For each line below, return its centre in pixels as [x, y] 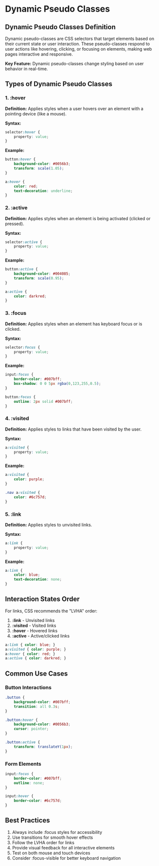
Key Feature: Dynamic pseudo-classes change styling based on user [75, 64]
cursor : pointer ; [31, 729]
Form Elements [23, 764]
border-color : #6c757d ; [38, 801]
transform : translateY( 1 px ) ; [43, 747]
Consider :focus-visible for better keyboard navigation [66, 858]
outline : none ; [29, 783]
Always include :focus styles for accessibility [57, 832]
